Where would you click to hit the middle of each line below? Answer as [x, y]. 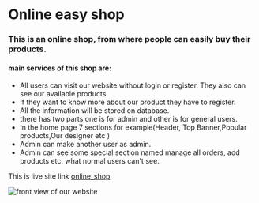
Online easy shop [66, 15]
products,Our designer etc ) [65, 136]
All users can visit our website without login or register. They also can [133, 85]
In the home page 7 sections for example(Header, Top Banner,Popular [133, 127]
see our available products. [64, 94]
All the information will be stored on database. [94, 111]
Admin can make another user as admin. [85, 145]
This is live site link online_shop [59, 176]
